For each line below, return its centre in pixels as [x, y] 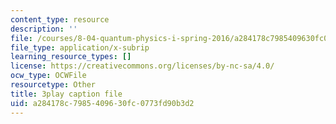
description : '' [44, 29]
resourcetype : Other [53, 85]
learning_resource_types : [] [71, 57]
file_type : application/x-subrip [80, 47]
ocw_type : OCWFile [48, 76]
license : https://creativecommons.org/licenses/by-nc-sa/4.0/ [142, 66]
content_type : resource [60, 19]
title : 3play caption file [66, 94]
